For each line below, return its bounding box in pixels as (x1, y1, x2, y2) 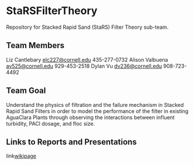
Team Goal (6, 86, 46, 96)
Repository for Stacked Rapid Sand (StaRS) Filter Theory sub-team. (6, 23, 169, 31)
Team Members (6, 41, 64, 50)
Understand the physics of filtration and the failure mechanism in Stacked (6, 101, 184, 108)
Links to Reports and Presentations (6, 137, 137, 147)
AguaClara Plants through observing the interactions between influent (6, 113, 175, 121)
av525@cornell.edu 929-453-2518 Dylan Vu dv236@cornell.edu (6, 62, 162, 69)
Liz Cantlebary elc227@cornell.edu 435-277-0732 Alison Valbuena (6, 56, 168, 63)
